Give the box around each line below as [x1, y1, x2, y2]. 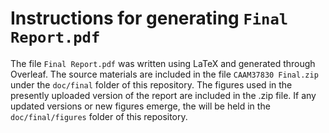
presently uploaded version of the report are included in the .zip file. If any [10, 89, 317, 101]
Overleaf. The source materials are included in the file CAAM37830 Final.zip [10, 68, 319, 80]
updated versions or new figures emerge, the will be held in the [10, 100, 271, 112]
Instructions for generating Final [10, 7, 289, 30]
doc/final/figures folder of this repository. [10, 110, 188, 122]
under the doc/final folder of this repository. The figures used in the [10, 78, 293, 91]
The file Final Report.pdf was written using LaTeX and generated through [10, 57, 316, 69]
